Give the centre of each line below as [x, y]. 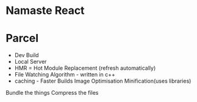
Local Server [30, 62]
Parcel [22, 39]
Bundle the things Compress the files [52, 93]
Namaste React [45, 11]
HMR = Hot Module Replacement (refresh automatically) [85, 68]
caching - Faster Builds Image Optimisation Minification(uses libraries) [103, 81]
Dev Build [27, 55]
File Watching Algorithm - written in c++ [65, 75]
